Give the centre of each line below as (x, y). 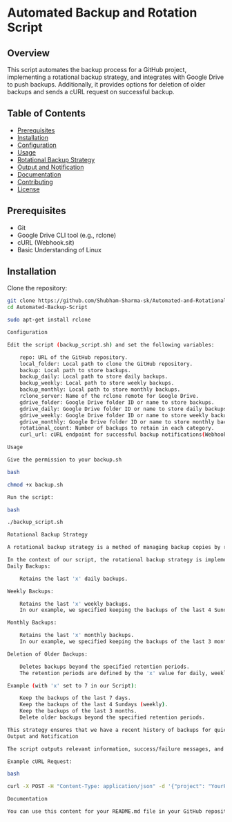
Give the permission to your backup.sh (65, 460)
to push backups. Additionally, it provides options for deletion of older (106, 84)
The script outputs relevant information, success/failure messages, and (116, 749)
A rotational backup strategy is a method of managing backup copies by (114, 548)
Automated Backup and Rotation (102, 13)
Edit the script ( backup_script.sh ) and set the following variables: (111, 344)
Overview (29, 53)
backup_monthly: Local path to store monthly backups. (100, 390)
